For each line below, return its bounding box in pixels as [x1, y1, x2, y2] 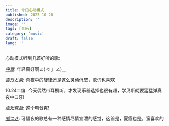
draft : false [5, 36, 33, 41]
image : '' [5, 21, 26, 27]
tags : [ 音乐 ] [5, 26, 32, 31]
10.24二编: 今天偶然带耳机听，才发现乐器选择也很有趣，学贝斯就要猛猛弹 [5, 87, 158, 93]
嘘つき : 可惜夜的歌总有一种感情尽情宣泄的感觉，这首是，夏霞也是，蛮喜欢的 [5, 115, 164, 121]
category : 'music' [5, 31, 44, 36]
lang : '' [5, 41, 24, 46]
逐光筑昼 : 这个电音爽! [5, 105, 49, 111]
